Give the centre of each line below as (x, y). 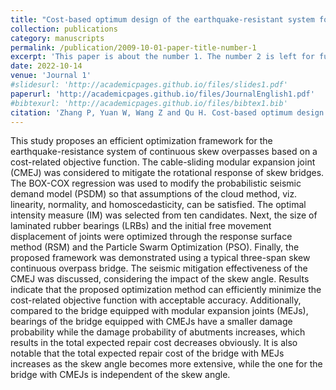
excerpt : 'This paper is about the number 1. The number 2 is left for (162, 57)
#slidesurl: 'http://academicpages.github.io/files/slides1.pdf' (149, 85)
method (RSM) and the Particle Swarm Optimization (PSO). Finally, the (155, 247)
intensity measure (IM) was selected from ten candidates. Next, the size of (164, 215)
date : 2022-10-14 (46, 66)
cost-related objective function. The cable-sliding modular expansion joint (163, 162)
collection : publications (64, 29)
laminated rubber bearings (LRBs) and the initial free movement (141, 226)
